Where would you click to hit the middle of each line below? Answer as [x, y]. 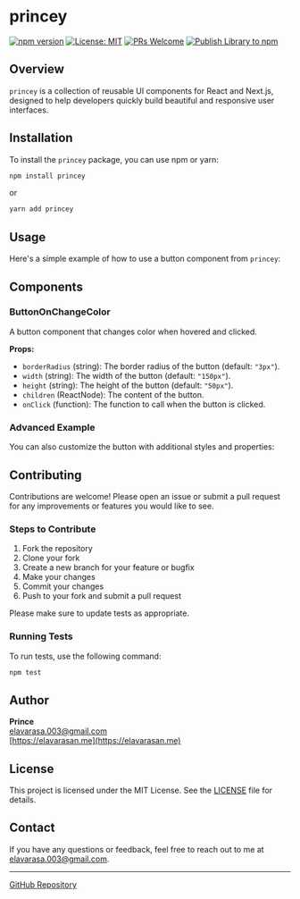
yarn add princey [42, 209]
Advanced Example [52, 427]
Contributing [46, 475]
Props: [22, 349]
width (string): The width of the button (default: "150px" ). [126, 375]
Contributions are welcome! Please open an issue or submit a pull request [145, 496]
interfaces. [29, 110]
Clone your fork [51, 558]
